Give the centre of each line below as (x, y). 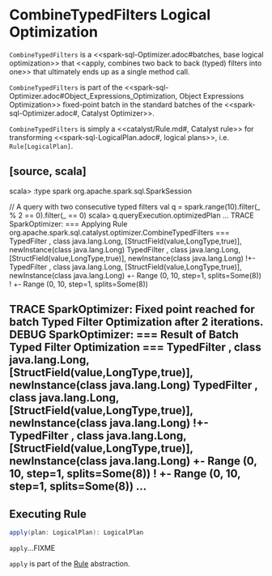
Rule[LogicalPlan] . (41, 146)
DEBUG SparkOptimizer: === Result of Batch (124, 335)
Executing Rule (48, 514)
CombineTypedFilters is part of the (66, 87)
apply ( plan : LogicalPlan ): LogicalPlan (76, 532)
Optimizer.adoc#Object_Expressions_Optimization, (93, 95)
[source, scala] (48, 172)
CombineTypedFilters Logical (110, 15)
